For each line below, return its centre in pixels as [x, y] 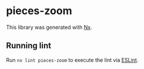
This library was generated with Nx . [49, 27]
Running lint [29, 46]
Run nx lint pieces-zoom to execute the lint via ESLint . [72, 60]
